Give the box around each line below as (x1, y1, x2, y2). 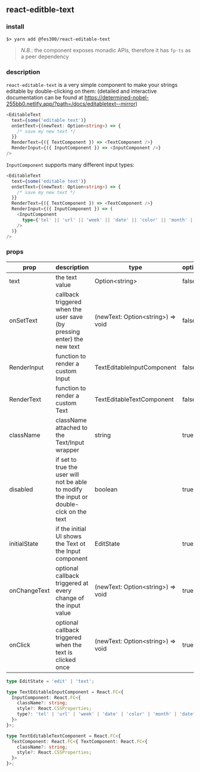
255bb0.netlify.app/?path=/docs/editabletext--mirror (6, 100, 136, 107)
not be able (55, 477, 87, 486)
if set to (55, 455, 77, 464)
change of (55, 593, 85, 602)
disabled (9, 485, 33, 493)
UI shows (55, 532, 82, 540)
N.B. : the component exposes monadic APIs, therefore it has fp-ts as (20, 46, 191, 54)
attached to (55, 423, 88, 432)
